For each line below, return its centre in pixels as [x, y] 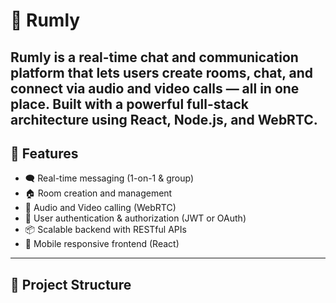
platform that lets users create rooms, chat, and [162, 72]
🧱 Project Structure [71, 284]
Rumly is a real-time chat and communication [154, 57]
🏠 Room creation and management [98, 193]
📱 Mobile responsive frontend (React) [102, 244]
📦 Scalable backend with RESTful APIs [105, 230]
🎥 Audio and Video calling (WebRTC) [100, 208]
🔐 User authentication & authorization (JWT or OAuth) [135, 218]
